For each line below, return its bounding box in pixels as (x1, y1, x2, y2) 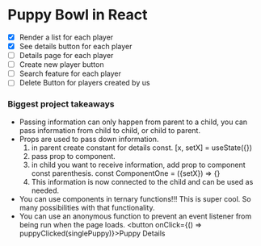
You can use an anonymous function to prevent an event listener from (19, 211, 252, 221)
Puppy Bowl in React (7, 6, 148, 24)
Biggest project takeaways (7, 98, 115, 110)
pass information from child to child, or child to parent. (19, 125, 201, 135)
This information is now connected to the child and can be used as (31, 177, 254, 186)
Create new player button (19, 60, 104, 69)
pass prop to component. (31, 151, 116, 161)
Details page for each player (19, 51, 114, 60)
